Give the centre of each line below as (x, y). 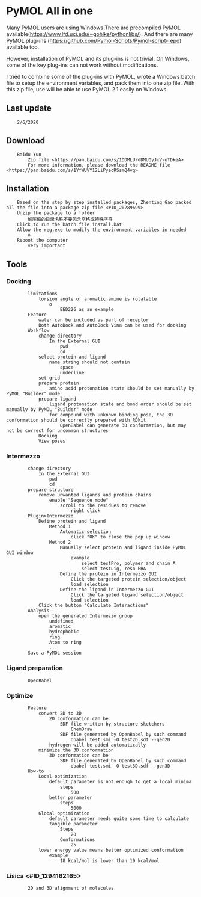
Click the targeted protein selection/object (128, 579)
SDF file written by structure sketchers (112, 724)
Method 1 (60, 527)
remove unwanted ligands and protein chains (95, 495)
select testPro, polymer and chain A (128, 564)
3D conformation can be (79, 755)
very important (47, 246)
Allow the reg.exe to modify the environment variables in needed (102, 230)
